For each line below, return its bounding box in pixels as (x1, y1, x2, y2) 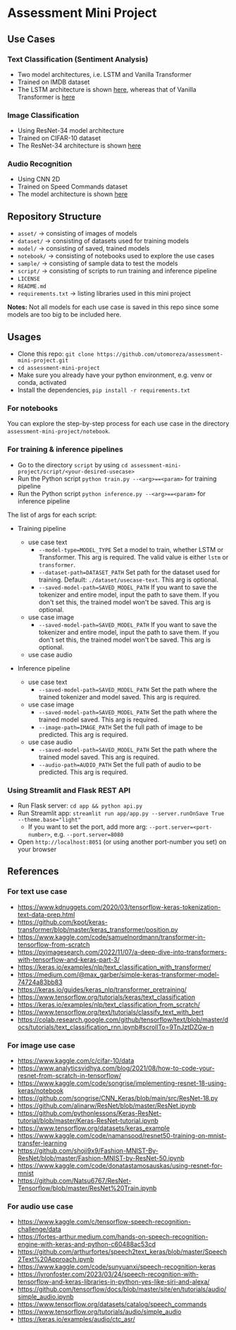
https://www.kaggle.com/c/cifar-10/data (17, 1056, 135, 1065)
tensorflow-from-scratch (17, 940, 90, 949)
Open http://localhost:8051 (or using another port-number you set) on (17, 837, 227, 846)
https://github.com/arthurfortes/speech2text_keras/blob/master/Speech (17, 1247, 228, 1256)
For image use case (7, 1040, 75, 1050)
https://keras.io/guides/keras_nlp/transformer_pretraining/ (17, 985, 187, 993)
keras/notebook (17, 1086, 64, 1095)
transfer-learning (17, 1139, 67, 1147)
